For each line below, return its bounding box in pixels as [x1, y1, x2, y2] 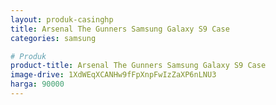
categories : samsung [10, 33, 97, 43]
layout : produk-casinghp [10, 14, 114, 25]
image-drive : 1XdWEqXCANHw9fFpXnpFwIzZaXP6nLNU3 [10, 70, 217, 80]
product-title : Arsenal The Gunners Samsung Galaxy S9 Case [10, 61, 267, 71]
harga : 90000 [10, 79, 65, 90]
